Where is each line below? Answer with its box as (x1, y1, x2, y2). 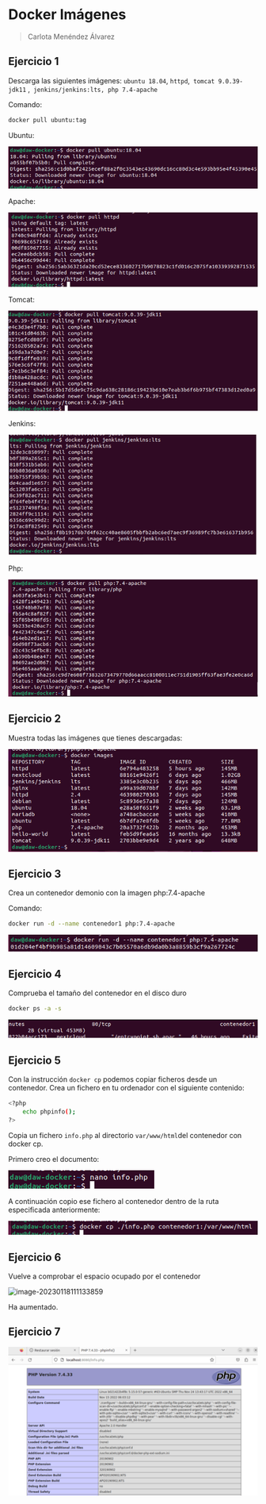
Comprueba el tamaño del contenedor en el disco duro (8, 988, 188, 998)
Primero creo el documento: (8, 1154, 100, 1164)
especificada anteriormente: (8, 1205, 101, 1214)
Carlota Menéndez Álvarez (27, 32, 115, 41)
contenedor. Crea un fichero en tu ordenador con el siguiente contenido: (8, 1083, 245, 1092)
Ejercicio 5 (8, 1053, 62, 1067)
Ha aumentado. (8, 1302, 59, 1312)
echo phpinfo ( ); (22, 1107, 77, 1116)
